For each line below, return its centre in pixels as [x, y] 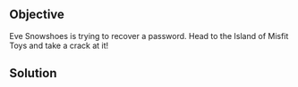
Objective [37, 15]
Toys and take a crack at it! [59, 45]
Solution [33, 73]
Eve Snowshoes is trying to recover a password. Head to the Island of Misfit [149, 36]
